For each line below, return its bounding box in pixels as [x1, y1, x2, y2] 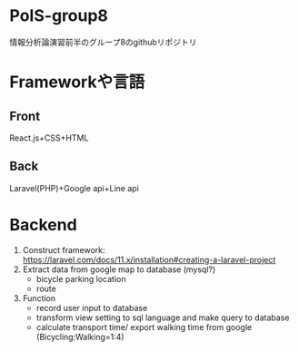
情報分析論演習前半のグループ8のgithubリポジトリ [9, 36, 197, 47]
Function [22, 292, 56, 304]
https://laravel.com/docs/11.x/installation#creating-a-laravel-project [22, 254, 276, 265]
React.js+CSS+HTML [9, 132, 89, 143]
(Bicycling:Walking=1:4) [35, 331, 125, 342]
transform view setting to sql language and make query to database [35, 312, 290, 323]
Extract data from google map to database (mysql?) [22, 264, 216, 275]
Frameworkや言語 [9, 72, 145, 93]
